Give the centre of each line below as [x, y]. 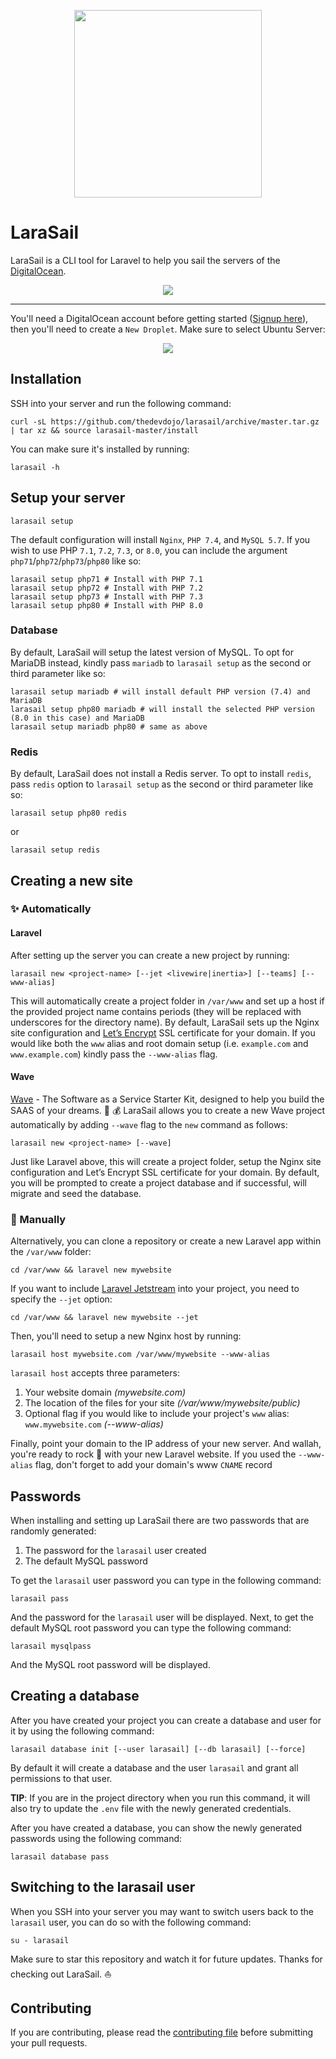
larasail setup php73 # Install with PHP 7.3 [106, 596]
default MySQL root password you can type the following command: [151, 1627]
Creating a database [75, 1696]
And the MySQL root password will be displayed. [110, 1664]
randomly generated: [53, 1531]
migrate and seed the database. [76, 1193]
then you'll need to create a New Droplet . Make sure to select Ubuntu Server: [168, 329]
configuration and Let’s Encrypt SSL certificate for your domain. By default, [165, 1172]
